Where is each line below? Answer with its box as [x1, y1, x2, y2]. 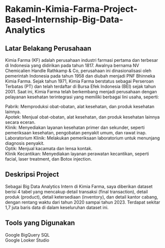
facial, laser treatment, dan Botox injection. [5, 156, 92, 162]
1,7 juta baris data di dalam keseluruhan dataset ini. [5, 204, 109, 210]
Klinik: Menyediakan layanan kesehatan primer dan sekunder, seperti [5, 124, 145, 130]
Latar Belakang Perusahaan [5, 44, 92, 52]
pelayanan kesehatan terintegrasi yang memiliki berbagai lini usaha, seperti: [5, 94, 159, 100]
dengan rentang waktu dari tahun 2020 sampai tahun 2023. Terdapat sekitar [5, 199, 161, 205]
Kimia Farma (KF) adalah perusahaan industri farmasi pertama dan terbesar [5, 57, 159, 63]
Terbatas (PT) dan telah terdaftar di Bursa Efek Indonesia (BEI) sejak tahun [5, 83, 156, 89]
